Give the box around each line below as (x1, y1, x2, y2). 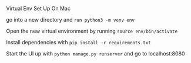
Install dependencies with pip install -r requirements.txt (6, 39, 151, 45)
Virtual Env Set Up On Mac (6, 5, 71, 12)
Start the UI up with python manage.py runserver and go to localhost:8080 (6, 50, 185, 57)
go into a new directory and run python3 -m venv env (6, 16, 135, 23)
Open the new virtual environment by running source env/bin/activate (6, 27, 178, 34)
